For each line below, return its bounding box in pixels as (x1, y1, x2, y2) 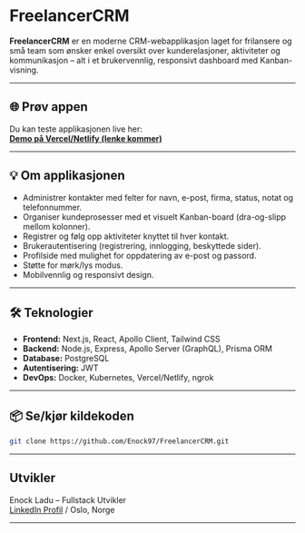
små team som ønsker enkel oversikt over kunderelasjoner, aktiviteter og (9, 44, 281, 55)
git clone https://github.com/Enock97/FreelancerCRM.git (9, 437, 230, 446)
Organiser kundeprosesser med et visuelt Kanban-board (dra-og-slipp (22, 211, 287, 222)
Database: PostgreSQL (22, 353, 110, 364)
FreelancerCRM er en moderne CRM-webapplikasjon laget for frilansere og (9, 35, 292, 46)
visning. (9, 64, 39, 75)
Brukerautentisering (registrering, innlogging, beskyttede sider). (22, 240, 261, 251)
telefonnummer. (22, 202, 83, 212)
